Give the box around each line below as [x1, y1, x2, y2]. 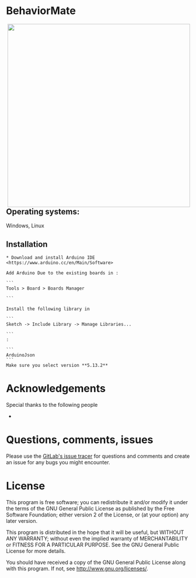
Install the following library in [6, 306, 90, 312]
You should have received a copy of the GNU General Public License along [6, 559, 185, 566]
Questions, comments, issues [6, 433, 153, 447]
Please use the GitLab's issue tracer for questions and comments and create [6, 453, 190, 460]
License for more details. [6, 547, 66, 555]
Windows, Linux [6, 222, 45, 229]
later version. [6, 517, 38, 524]
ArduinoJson [6, 352, 35, 358]
